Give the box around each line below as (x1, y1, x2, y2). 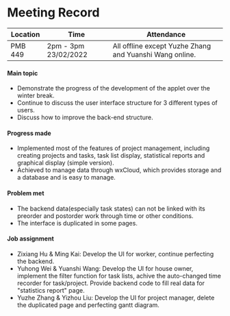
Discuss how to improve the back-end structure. (16, 113, 153, 121)
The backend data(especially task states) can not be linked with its (16, 204, 205, 212)
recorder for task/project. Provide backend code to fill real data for (16, 279, 205, 287)
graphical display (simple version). (16, 159, 114, 167)
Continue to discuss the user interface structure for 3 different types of (16, 99, 218, 107)
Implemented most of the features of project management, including (16, 144, 210, 152)
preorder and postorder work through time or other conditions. (16, 211, 194, 220)
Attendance (146, 29, 186, 39)
